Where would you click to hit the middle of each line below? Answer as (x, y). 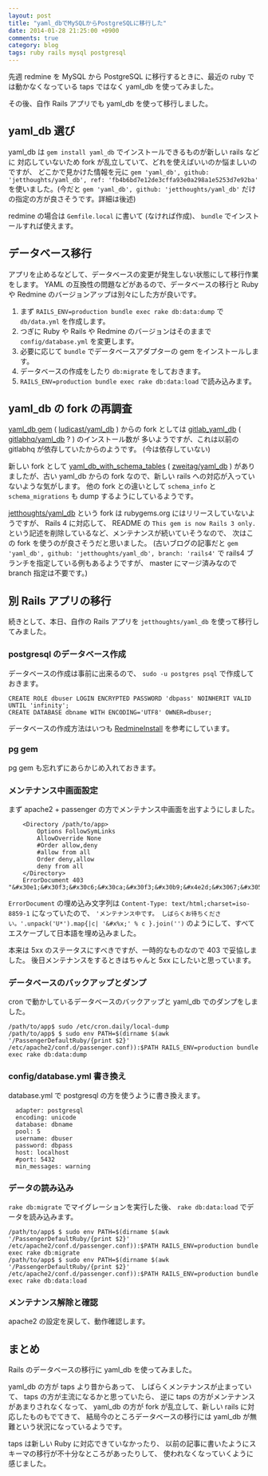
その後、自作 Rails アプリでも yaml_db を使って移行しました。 (110, 103)
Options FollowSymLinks (76, 832)
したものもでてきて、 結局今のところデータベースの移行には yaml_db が (132, 1417)
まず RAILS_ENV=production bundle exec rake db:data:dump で (122, 311)
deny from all (60, 867)
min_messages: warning (53, 1166)
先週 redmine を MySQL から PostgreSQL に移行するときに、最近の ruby (127, 76)
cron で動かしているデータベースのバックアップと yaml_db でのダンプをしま (133, 1002)
